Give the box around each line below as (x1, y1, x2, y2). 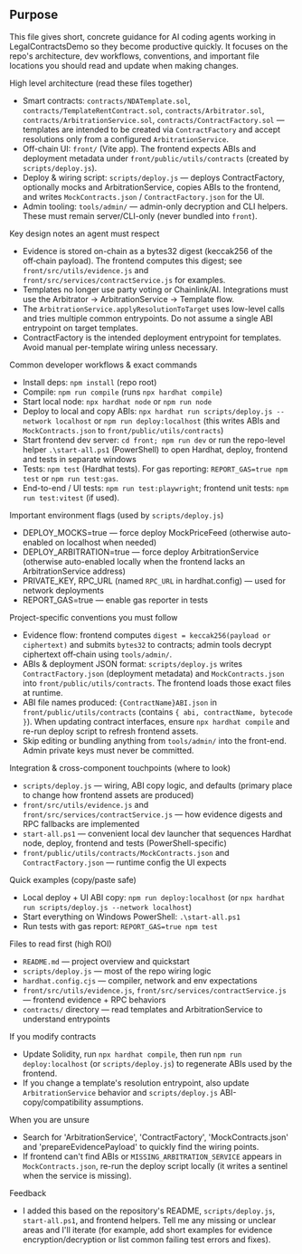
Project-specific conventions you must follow (9, 612, 178, 622)
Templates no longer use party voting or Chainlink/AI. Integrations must (22, 284, 289, 295)
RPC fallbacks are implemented (22, 818, 140, 829)
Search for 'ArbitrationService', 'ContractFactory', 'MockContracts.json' (22, 1131, 289, 1143)
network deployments (22, 584, 104, 595)
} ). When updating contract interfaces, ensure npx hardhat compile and (22, 716, 290, 727)
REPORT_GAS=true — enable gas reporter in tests (22, 594, 209, 605)
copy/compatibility (22, 1097, 92, 1107)
